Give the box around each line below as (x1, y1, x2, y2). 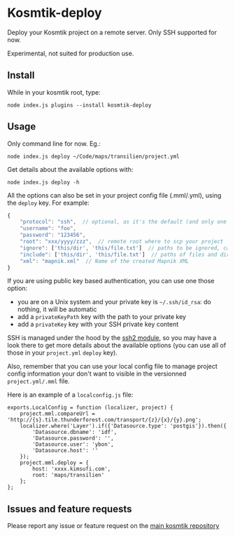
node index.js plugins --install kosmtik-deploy (7, 102, 152, 109)
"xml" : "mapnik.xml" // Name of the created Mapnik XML (20, 257, 190, 264)
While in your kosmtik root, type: (7, 88, 101, 96)
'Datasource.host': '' (32, 447, 99, 454)
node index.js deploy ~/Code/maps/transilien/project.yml (7, 153, 180, 160)
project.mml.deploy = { (20, 459, 90, 467)
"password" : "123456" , (20, 231, 86, 239)
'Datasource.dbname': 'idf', (32, 429, 117, 436)
